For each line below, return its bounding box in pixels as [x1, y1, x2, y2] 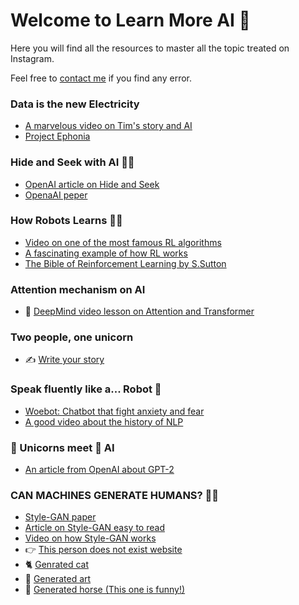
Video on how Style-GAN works [24, 532, 157, 544]
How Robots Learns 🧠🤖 [10, 214, 123, 228]
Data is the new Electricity [10, 97, 140, 111]
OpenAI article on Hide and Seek [24, 178, 160, 190]
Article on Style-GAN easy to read [24, 522, 165, 534]
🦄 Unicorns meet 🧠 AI [10, 440, 115, 454]
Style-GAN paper [24, 511, 97, 523]
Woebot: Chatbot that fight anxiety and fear [24, 405, 205, 417]
